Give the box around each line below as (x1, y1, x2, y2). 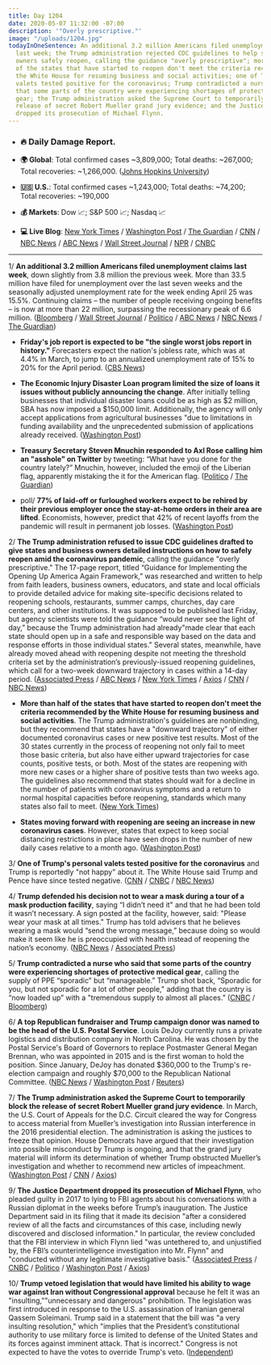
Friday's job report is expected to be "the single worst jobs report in (19, 337, 252, 347)
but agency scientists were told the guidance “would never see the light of (8, 615, 256, 624)
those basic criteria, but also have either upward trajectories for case (19, 750, 250, 760)
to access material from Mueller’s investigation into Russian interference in (8, 1119, 256, 1128)
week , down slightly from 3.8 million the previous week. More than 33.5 (8, 270, 246, 279)
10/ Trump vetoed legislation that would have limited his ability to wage (8, 1279, 252, 1288)
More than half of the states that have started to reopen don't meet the (19, 699, 262, 708)
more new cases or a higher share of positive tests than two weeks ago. (19, 767, 260, 777)
